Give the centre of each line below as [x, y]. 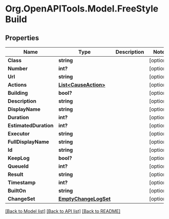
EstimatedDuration [31, 126]
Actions [17, 85]
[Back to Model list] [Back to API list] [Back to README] [63, 211]
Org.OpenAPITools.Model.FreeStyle [82, 9]
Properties [22, 38]
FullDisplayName [28, 142]
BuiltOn [17, 191]
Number [18, 68]
